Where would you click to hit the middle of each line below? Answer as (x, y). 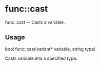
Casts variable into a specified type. (41, 58)
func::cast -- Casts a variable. (35, 22)
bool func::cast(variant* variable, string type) (50, 49)
